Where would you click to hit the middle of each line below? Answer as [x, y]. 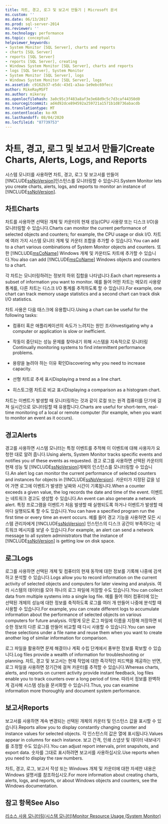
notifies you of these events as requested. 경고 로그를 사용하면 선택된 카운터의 [84, 461]
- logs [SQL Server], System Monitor [45, 71]
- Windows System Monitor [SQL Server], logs [53, 80]
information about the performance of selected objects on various [73, 614]
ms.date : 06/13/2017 [27, 19]
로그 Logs [19, 558]
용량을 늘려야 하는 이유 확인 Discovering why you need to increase [79, 363]
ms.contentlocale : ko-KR [31, 113]
